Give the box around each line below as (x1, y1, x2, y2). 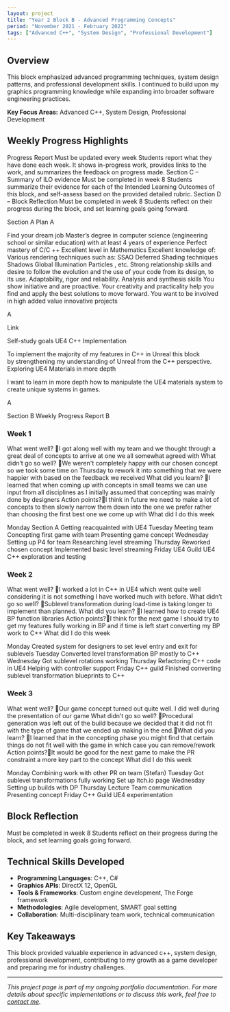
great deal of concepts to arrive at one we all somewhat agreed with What (7, 452, 216, 460)
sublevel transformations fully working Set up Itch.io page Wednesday (7, 776, 205, 784)
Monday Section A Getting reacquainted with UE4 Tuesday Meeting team (7, 523, 214, 532)
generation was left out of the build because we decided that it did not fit (7, 719, 213, 727)
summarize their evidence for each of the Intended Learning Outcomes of (7, 183, 215, 191)
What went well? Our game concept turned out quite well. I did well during (7, 704, 220, 713)
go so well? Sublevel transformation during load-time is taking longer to (7, 600, 213, 608)
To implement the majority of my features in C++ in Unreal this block (7, 349, 201, 358)
